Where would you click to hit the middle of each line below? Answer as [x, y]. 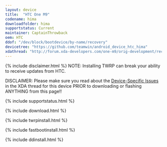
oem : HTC [14, 38]
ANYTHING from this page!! [34, 91]
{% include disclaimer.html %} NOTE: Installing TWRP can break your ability [83, 66]
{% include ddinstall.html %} [34, 140]
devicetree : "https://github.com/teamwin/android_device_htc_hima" [77, 47]
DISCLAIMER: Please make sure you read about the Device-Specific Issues [82, 81]
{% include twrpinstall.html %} [37, 120]
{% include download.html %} [36, 111]
